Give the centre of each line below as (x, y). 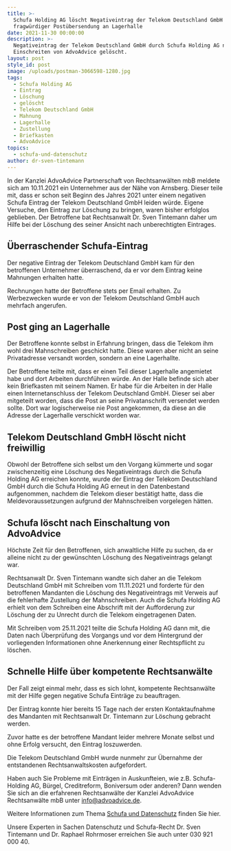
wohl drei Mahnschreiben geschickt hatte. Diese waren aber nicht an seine (113, 351)
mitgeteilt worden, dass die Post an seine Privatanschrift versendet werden (113, 401)
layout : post (26, 59)
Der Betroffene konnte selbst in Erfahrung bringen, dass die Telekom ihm (110, 344)
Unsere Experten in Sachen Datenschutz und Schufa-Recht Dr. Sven (104, 827)
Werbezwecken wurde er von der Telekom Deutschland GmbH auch (103, 298)
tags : (15, 78)
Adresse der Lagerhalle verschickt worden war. (74, 416)
